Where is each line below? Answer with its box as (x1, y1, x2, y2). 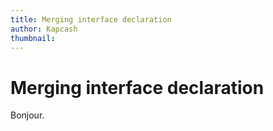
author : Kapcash (10, 24, 78, 34)
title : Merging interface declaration (10, 14, 172, 25)
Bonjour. (10, 109, 45, 121)
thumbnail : (10, 33, 56, 43)
